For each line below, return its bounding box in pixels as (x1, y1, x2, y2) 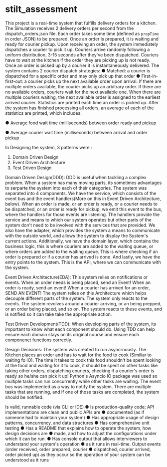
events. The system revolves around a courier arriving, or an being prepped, (5, 300, 162, 306)
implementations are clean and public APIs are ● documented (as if (5, 409, 145, 415)
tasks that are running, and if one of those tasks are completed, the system (5, 389, 160, 395)
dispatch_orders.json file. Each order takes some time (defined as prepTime (5, 30, 159, 36)
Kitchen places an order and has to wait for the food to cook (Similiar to (5, 352, 152, 358)
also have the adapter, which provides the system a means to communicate (5, 227, 161, 233)
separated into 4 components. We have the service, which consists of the (5, 190, 157, 196)
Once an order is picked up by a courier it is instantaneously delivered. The (5, 62, 160, 68)
